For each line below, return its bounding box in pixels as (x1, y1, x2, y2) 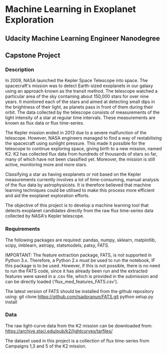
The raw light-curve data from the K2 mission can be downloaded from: (5, 322, 153, 328)
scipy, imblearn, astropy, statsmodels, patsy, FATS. (5, 242, 110, 248)
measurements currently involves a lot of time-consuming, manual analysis (5, 177, 160, 183)
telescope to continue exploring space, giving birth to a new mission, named (5, 146, 162, 152)
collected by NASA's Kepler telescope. (5, 213, 84, 219)
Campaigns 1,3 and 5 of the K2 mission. (5, 343, 87, 349)
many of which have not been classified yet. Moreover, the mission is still (5, 156, 156, 162)
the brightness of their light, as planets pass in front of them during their (5, 104, 154, 110)
